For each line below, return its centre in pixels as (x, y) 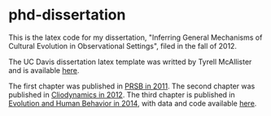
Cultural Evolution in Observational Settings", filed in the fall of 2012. (123, 45)
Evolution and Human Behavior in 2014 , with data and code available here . (133, 103)
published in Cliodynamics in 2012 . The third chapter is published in (122, 94)
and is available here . (44, 70)
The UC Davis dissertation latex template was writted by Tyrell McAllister (130, 62)
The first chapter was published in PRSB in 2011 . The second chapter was (132, 86)
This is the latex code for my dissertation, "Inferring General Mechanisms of (135, 37)
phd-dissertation (67, 15)
